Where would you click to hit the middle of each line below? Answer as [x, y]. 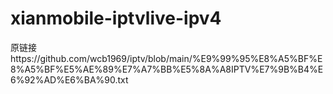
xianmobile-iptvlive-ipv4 [116, 18]
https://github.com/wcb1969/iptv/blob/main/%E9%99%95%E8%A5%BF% [164, 58]
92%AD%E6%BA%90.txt [76, 79]
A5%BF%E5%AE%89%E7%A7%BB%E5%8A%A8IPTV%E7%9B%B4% [171, 69]
